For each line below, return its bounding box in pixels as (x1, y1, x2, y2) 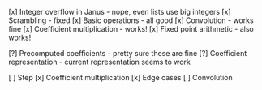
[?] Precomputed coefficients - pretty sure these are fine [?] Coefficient (8, 49, 247, 58)
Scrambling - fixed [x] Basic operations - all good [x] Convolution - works (8, 15, 254, 25)
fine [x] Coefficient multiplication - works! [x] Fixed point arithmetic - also (8, 24, 254, 33)
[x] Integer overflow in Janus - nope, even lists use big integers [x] (8, 7, 231, 16)
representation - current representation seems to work (8, 57, 191, 66)
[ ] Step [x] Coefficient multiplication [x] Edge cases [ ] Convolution (8, 73, 233, 82)
